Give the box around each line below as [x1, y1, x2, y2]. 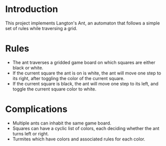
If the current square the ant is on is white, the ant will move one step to [12, 70, 161, 76]
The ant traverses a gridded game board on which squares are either [12, 59, 156, 65]
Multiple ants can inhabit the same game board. [12, 120, 112, 126]
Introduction [5, 3, 58, 15]
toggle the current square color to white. [12, 86, 97, 92]
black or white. [12, 64, 44, 70]
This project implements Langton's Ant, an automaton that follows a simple [5, 20, 160, 26]
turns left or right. [12, 130, 49, 136]
